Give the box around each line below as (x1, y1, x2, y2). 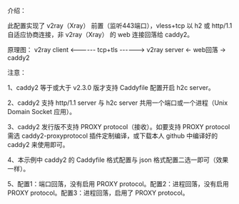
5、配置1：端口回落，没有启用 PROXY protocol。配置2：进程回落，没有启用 (7, 180, 230, 188)
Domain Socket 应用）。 (7, 108, 76, 116)
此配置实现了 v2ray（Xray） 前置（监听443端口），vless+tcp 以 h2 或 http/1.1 (7, 21, 233, 30)
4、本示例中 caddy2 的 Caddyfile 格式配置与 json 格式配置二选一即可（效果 (7, 155, 229, 164)
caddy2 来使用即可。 (7, 141, 69, 148)
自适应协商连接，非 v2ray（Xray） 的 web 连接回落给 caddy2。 (7, 31, 194, 39)
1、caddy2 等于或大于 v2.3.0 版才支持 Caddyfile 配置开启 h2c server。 (7, 83, 215, 91)
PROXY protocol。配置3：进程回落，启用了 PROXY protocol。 (7, 188, 189, 197)
